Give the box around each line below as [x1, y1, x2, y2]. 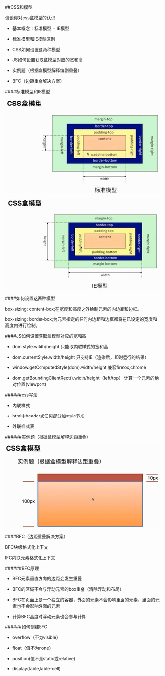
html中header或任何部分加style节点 [12, 413, 85, 418]
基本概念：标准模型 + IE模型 [12, 25, 70, 31]
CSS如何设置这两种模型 [12, 47, 60, 52]
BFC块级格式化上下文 [5, 544, 48, 550]
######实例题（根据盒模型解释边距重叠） [5, 434, 91, 440]
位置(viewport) [16, 381, 47, 387]
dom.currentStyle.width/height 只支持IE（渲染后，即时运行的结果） [12, 354, 149, 360]
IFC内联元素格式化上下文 [5, 554, 56, 561]
